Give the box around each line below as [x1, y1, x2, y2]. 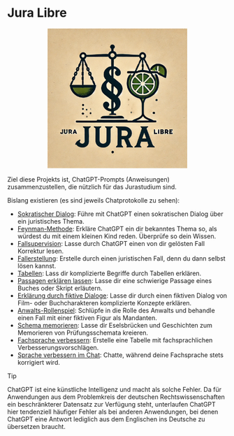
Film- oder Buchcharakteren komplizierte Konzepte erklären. [17, 298, 192, 307]
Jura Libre [7, 5, 68, 21]
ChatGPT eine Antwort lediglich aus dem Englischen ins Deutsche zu [7, 414, 205, 423]
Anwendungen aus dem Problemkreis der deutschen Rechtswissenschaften [7, 393, 226, 401]
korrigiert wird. [17, 358, 61, 366]
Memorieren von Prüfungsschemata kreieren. [17, 328, 149, 337]
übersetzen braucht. [7, 422, 66, 430]
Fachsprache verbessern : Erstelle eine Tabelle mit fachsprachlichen [17, 335, 213, 344]
